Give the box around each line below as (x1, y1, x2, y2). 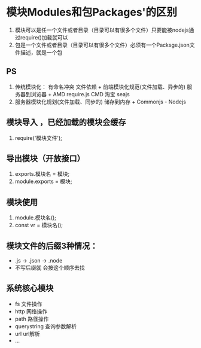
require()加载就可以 (20, 33, 68, 41)
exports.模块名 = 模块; (14, 170, 70, 178)
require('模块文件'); (14, 134, 63, 141)
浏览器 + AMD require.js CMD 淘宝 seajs (31, 90, 130, 97)
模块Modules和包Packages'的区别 (6, 5, 178, 19)
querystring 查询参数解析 (14, 322, 77, 329)
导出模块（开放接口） (6, 153, 85, 163)
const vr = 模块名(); (14, 222, 63, 229)
